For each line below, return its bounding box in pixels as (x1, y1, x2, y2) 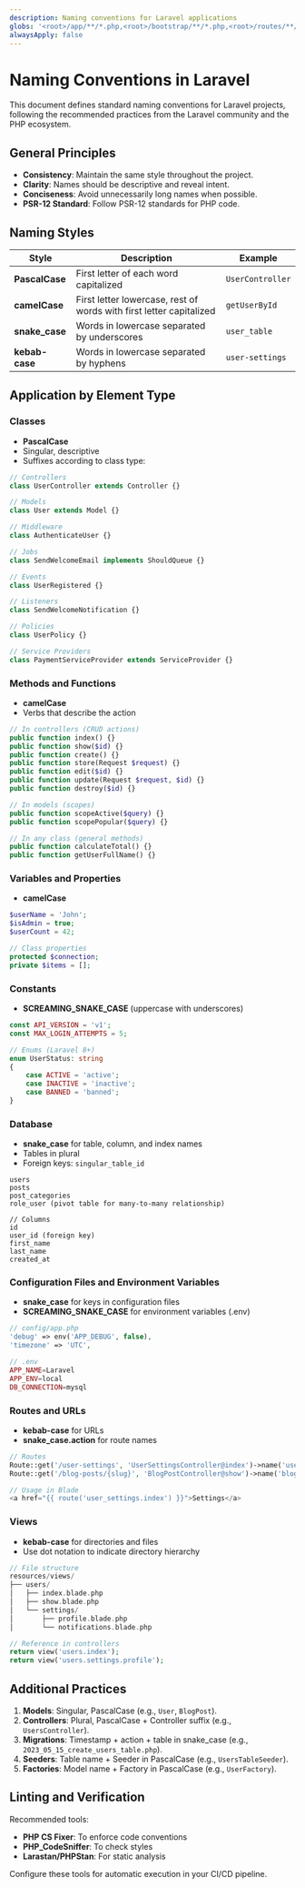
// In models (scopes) (9, 800, 95, 810)
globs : (9, 22, 34, 31)
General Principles (9, 145, 116, 160)
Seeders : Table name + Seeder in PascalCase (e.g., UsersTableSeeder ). (22, 1753, 289, 1765)
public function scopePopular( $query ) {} (9, 817, 169, 826)
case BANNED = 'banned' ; (25, 1088, 120, 1097)
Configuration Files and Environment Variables (9, 1276, 220, 1288)
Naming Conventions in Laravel (9, 69, 251, 90)
